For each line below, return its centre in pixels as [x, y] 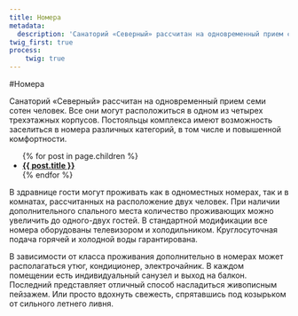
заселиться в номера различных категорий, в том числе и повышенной [145, 129]
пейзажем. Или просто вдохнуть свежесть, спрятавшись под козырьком [148, 294]
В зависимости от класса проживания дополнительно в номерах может [146, 257]
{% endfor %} [47, 175]
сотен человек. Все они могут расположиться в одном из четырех [136, 111]
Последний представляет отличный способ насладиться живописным [143, 284]
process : [25, 51]
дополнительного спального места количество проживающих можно [141, 211]
